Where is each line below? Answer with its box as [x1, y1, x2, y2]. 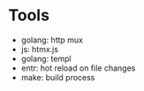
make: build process [20, 72, 95, 82]
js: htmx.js [20, 43, 59, 54]
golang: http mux [20, 34, 83, 45]
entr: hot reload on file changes [20, 63, 136, 73]
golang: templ [20, 53, 72, 64]
